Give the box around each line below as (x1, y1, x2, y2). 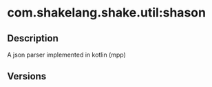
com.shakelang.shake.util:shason (7, 5, 206, 21)
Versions (7, 70, 47, 82)
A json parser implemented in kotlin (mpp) (7, 50, 126, 59)
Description (7, 32, 59, 44)
